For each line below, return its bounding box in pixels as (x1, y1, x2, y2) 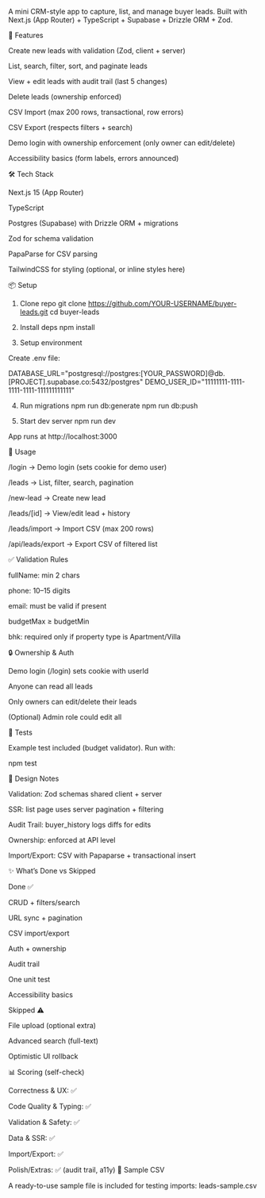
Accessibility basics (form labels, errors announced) (8, 154, 179, 163)
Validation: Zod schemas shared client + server (8, 789, 163, 798)
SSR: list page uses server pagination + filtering (8, 804, 164, 814)
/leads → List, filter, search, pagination (8, 478, 134, 487)
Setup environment (19, 338, 83, 347)
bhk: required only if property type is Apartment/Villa (8, 632, 181, 641)
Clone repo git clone (19, 299, 86, 308)
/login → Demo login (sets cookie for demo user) (8, 463, 167, 471)
